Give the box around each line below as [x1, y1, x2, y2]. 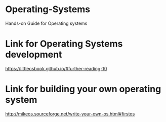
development [5, 49, 62, 60]
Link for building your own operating [5, 84, 161, 95]
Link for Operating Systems [5, 38, 123, 50]
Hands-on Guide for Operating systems [5, 20, 88, 26]
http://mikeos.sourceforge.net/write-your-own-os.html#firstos [5, 110, 135, 117]
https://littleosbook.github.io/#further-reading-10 [5, 65, 107, 71]
